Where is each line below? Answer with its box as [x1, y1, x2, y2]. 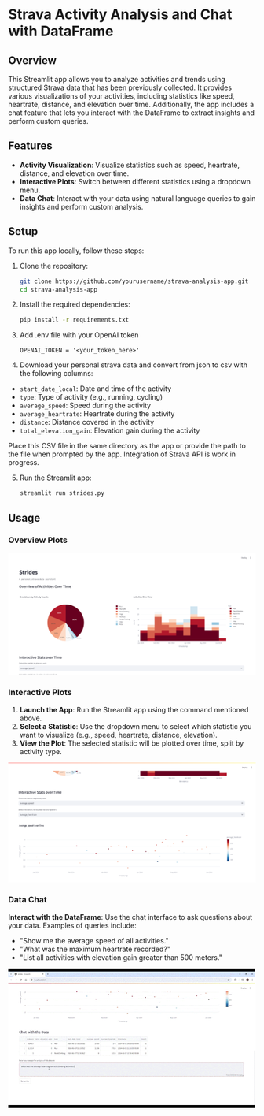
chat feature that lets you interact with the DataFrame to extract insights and [8, 108, 255, 117]
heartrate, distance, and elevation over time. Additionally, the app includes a [8, 100, 255, 109]
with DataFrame [8, 22, 114, 40]
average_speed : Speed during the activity [19, 400, 152, 411]
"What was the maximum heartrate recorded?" [19, 944, 171, 954]
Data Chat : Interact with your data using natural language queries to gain [19, 193, 256, 203]
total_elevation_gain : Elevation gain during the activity [19, 426, 200, 435]
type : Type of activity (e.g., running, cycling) [19, 392, 163, 402]
